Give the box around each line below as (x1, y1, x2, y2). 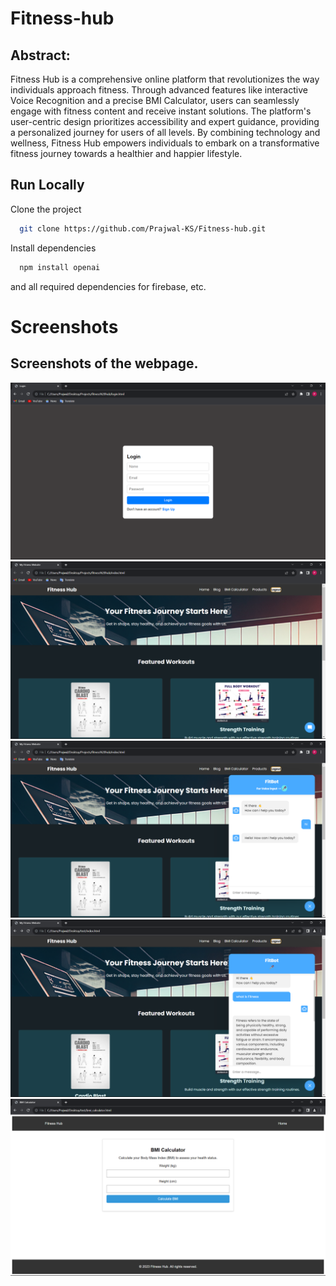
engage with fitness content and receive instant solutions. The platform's (10, 105, 312, 117)
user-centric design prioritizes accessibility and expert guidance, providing (10, 116, 320, 127)
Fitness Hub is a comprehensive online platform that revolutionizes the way (10, 73, 320, 85)
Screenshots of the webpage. (10, 355, 199, 372)
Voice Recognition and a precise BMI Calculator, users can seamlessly (10, 95, 300, 106)
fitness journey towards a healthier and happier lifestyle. (10, 148, 243, 159)
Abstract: (10, 47, 71, 64)
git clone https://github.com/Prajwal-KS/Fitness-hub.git (19, 223, 267, 234)
